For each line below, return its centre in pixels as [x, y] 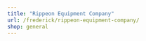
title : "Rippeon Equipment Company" [61, 14]
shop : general [28, 26]
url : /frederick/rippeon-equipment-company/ [73, 20]
